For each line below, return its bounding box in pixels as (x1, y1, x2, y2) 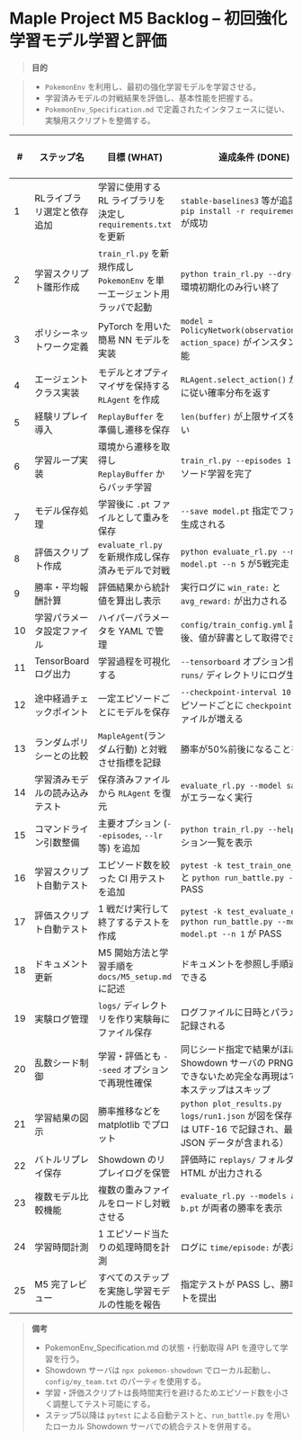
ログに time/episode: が (180, 1240, 281, 1253)
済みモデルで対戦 (97, 564, 171, 577)
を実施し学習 (97, 1284, 153, 1297)
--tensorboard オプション (180, 655, 289, 667)
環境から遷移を (97, 440, 162, 452)
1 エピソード (97, 1227, 152, 1239)
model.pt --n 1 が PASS (180, 927, 282, 940)
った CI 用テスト (97, 872, 166, 884)
